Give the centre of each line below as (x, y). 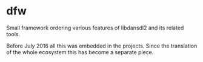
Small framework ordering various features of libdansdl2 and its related (95, 28)
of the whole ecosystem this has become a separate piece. (80, 52)
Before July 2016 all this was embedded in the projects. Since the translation (102, 46)
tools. (13, 34)
